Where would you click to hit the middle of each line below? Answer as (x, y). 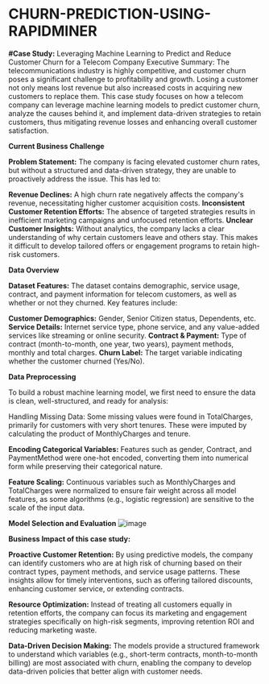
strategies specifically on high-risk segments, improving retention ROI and (132, 621)
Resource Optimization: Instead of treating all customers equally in (120, 604)
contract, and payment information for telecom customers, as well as (123, 294)
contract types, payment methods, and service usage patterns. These (124, 571)
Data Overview (34, 270)
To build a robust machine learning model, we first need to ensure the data (132, 392)
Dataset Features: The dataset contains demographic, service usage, (124, 285)
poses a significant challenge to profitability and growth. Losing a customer (133, 79)
